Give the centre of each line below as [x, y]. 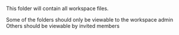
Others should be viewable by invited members [63, 26]
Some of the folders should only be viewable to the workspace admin [90, 20]
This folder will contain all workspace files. [57, 8]
